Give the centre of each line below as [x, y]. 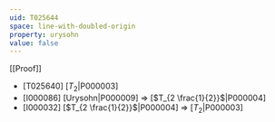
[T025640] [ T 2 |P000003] [70, 87]
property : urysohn [44, 34]
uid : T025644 [34, 18]
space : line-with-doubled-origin [73, 26]
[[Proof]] [26, 69]
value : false [34, 43]
